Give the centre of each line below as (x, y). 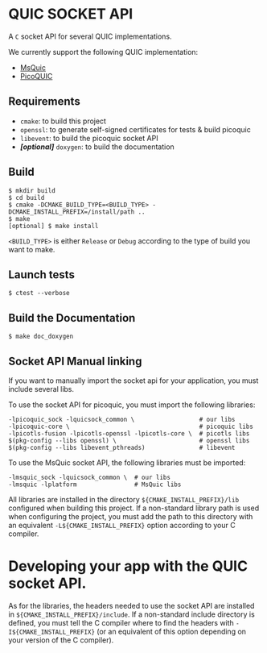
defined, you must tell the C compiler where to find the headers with (121, 622)
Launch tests (41, 275)
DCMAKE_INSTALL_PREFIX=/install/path (72, 212)
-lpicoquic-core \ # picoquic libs (131, 426)
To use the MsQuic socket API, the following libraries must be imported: (127, 463)
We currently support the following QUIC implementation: (103, 52)
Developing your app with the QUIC (128, 566)
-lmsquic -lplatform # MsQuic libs (95, 485)
